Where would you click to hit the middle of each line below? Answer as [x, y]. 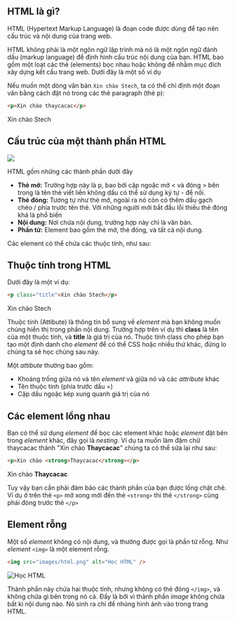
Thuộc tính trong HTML [59, 265]
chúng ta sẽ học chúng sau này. [53, 352]
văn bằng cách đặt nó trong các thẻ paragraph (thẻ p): [86, 93]
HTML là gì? [34, 12]
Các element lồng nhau [59, 416]
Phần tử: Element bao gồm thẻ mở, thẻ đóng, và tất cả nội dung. [110, 229]
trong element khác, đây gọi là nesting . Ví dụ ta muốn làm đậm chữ [104, 440]
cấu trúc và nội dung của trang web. [60, 36]
